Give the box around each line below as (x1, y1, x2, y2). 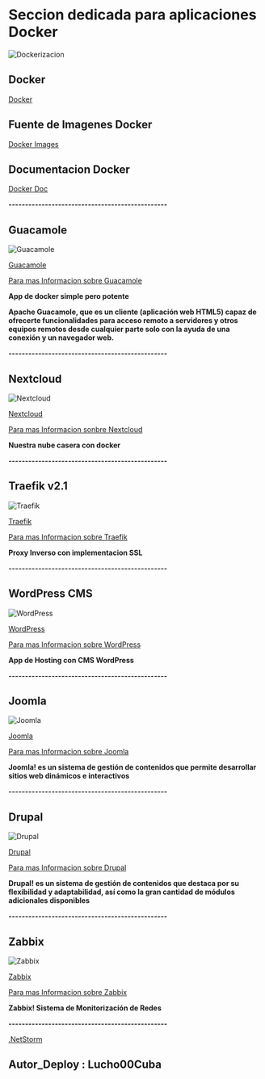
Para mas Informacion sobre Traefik (8, 531, 128, 542)
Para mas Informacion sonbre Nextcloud (8, 425, 143, 434)
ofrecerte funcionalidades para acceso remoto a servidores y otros (8, 316, 238, 325)
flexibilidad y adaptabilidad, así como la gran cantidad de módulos (8, 887, 236, 897)
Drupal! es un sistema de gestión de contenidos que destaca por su (8, 879, 240, 888)
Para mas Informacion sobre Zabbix (8, 988, 128, 997)
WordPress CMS (8, 587, 93, 601)
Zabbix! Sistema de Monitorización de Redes (8, 1003, 162, 1013)
